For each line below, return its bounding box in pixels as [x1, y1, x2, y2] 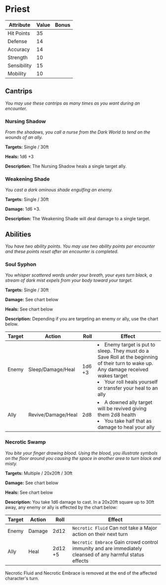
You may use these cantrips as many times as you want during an [5, 100, 140, 106]
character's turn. [5, 575, 40, 581]
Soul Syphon [5, 261, 37, 268]
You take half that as [104, 418, 152, 425]
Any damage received [97, 366, 149, 373]
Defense [7, 38, 27, 45]
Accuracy [7, 46, 30, 53]
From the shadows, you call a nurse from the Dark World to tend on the [5, 129, 151, 135]
